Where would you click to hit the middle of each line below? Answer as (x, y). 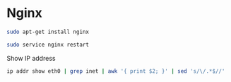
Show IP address (31, 58)
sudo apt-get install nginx (48, 32)
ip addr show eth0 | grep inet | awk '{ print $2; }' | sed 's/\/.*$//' (116, 71)
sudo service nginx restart (48, 45)
